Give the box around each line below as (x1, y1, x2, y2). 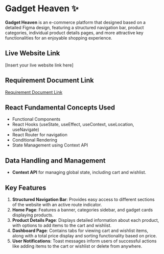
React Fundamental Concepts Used (5, 103, 115, 111)
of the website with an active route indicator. (12, 202, 102, 208)
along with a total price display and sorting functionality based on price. (12, 233, 157, 238)
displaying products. (12, 212, 54, 218)
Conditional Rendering (12, 137, 58, 143)
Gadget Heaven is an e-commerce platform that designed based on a (5, 19, 146, 25)
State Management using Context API (12, 142, 88, 148)
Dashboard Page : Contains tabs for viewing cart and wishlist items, (12, 228, 148, 233)
